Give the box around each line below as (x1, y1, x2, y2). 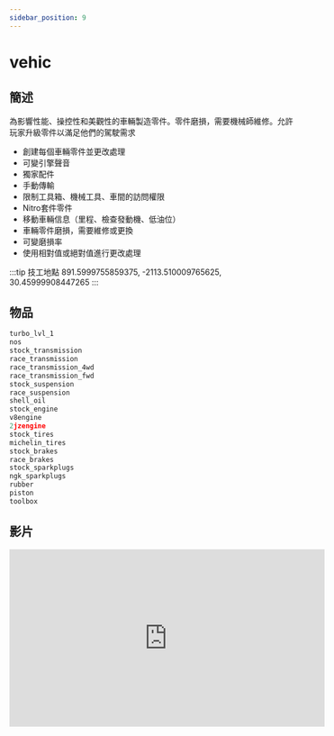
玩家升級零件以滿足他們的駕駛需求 (9, 127, 136, 138)
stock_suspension (9, 379, 75, 388)
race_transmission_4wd (9, 362, 95, 372)
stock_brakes (9, 447, 59, 456)
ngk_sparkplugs (9, 472, 67, 481)
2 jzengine (9, 422, 47, 431)
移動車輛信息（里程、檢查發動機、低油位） (22, 214, 181, 224)
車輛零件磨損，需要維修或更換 (22, 224, 133, 235)
